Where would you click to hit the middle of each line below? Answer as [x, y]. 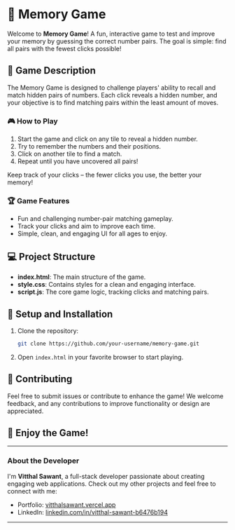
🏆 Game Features [38, 201]
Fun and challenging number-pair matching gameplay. [95, 219]
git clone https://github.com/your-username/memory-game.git [108, 344]
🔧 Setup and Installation [60, 314]
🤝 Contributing [40, 379]
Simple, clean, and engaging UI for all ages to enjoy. [92, 233]
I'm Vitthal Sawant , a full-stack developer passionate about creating [106, 476]
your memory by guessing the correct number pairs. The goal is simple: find [117, 41]
